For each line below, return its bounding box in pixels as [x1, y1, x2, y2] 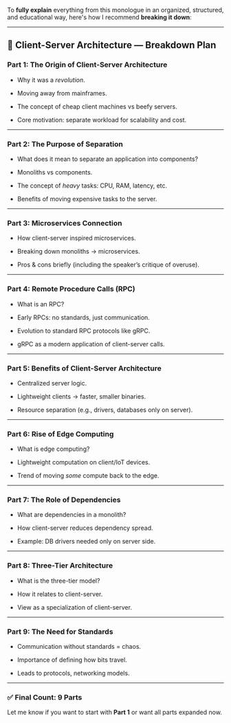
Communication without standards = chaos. [16, 643, 142, 651]
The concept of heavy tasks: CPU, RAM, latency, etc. [16, 181, 168, 190]
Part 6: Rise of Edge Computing [7, 429, 114, 438]
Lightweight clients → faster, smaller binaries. [16, 392, 146, 401]
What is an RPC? [16, 300, 65, 308]
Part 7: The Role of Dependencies [7, 495, 121, 504]
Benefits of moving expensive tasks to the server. [16, 194, 157, 203]
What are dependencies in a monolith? [16, 511, 126, 519]
